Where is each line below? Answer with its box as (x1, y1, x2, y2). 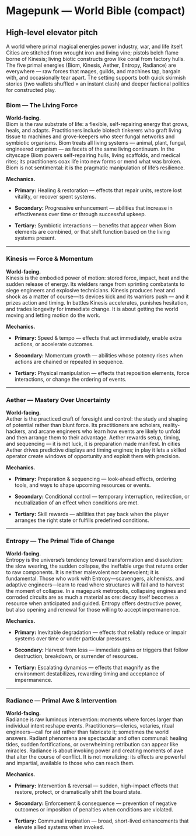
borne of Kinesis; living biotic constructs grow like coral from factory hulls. (6, 56, 185, 62)
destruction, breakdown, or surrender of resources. (14, 653, 138, 660)
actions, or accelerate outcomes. (14, 340, 94, 347)
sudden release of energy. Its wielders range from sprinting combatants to (6, 280, 185, 288)
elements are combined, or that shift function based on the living (14, 228, 170, 236)
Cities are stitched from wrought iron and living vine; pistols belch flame (6, 49, 179, 56)
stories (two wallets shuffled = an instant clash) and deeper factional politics (6, 80, 190, 87)
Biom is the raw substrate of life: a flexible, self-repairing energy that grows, (6, 121, 189, 128)
